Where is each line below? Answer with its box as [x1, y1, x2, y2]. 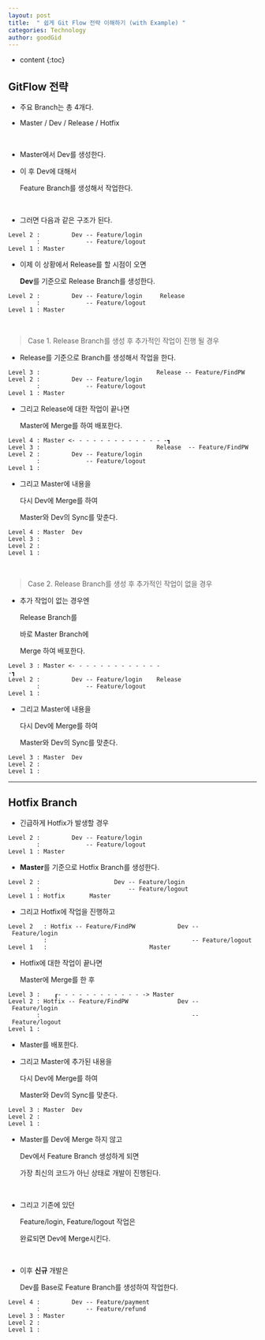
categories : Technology [8, 26, 87, 34]
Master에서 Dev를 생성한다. [19, 150, 106, 159]
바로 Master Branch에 [19, 629, 89, 639]
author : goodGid [8, 33, 62, 42]
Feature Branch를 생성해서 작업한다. [19, 183, 133, 193]
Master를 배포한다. [19, 1040, 79, 1049]
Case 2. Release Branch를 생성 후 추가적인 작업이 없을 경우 [27, 579, 213, 588]
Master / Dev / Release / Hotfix [19, 118, 120, 128]
